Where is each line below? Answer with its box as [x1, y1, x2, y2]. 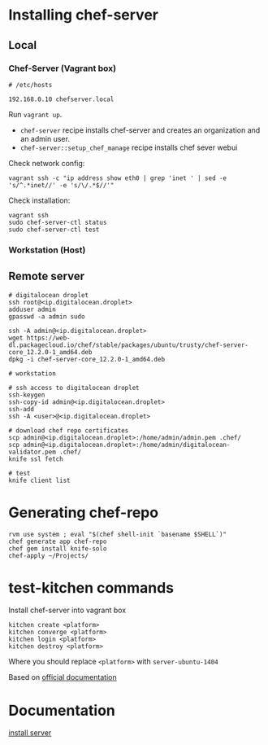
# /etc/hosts [8, 81, 53, 89]
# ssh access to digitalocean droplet [8, 383, 140, 392]
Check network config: [8, 158, 85, 168]
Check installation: [8, 195, 71, 205]
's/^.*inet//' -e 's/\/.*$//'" [8, 181, 115, 189]
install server [8, 728, 52, 738]
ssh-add [8, 405, 35, 413]
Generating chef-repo [8, 503, 159, 522]
